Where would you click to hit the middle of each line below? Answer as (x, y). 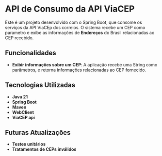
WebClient (23, 112)
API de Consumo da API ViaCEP (70, 9)
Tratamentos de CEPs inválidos (44, 149)
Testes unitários (29, 144)
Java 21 (20, 97)
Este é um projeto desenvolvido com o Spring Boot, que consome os (73, 22)
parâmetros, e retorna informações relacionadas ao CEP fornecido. (79, 70)
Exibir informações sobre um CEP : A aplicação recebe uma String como (85, 64)
